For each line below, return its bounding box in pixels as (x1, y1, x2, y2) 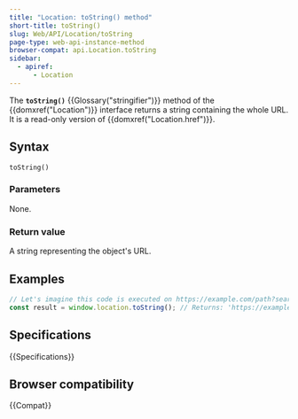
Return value (9, 225, 66, 237)
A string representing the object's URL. (9, 245, 152, 257)
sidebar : (9, 54, 42, 63)
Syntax (9, 139, 50, 155)
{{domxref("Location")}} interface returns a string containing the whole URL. (9, 104, 289, 115)
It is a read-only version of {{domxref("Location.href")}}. (9, 113, 216, 124)
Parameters (9, 183, 60, 196)
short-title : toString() (9, 21, 101, 30)
